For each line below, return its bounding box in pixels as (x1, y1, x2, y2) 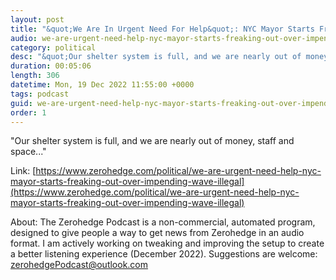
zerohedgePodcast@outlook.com (10, 259, 149, 271)
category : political (10, 42, 97, 53)
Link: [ (10, 165, 37, 177)
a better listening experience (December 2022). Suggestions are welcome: (10, 248, 318, 260)
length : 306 (10, 71, 60, 81)
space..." (10, 146, 47, 158)
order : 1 (10, 107, 47, 118)
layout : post (10, 14, 65, 25)
